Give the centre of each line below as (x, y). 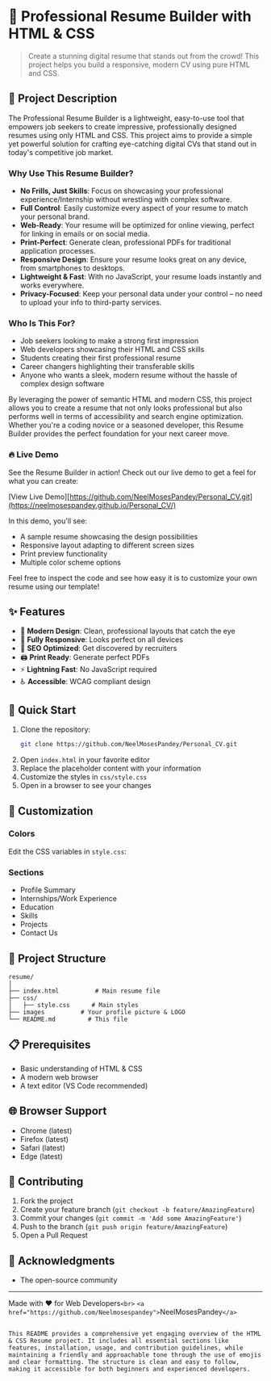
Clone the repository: (55, 729)
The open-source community (69, 1280)
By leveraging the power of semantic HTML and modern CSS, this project (130, 400)
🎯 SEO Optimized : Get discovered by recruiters (98, 649)
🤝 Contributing (46, 1181)
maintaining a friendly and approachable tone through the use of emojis (135, 1355)
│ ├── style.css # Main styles (73, 1005)
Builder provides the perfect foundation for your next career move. (119, 434)
